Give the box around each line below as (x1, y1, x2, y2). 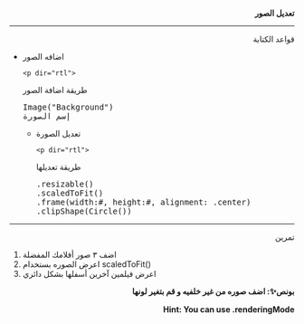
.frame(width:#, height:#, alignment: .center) (35, 197, 252, 207)
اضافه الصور (22, 52, 65, 62)
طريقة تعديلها (35, 162, 81, 172)
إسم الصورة (22, 111, 71, 121)
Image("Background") (22, 102, 114, 112)
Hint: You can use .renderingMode (162, 304, 295, 315)
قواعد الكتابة (252, 33, 295, 44)
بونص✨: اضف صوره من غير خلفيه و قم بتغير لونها (132, 286, 295, 297)
